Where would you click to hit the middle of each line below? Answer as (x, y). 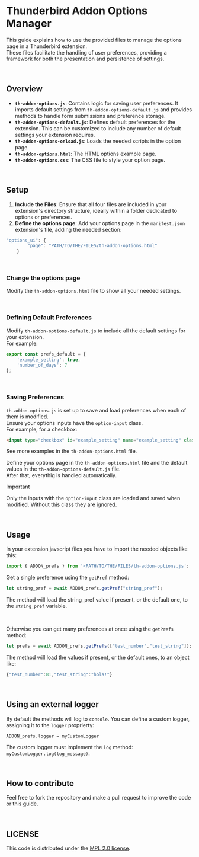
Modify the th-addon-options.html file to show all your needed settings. (94, 291)
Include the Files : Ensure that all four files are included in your (91, 204)
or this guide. (22, 804)
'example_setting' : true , (49, 360)
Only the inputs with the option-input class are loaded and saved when (93, 498)
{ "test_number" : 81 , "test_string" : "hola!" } (59, 674)
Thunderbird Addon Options (77, 11)
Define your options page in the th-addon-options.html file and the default (97, 463)
